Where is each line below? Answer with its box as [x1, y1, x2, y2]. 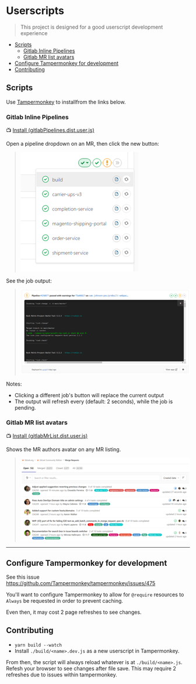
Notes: [6, 380, 22, 387]
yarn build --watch [14, 642, 62, 648]
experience [20, 29, 48, 36]
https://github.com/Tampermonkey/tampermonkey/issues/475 [6, 580, 156, 587]
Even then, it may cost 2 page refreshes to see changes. [6, 609, 142, 616]
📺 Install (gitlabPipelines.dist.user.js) [6, 127, 94, 134]
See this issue [6, 573, 40, 580]
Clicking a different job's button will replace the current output [14, 391, 164, 398]
